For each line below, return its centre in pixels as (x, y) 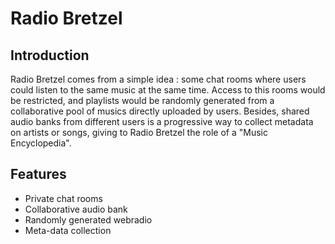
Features (38, 174)
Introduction (50, 55)
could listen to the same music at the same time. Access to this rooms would (168, 90)
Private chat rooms (63, 198)
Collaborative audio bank (76, 209)
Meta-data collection (68, 230)
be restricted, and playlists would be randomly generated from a (142, 100)
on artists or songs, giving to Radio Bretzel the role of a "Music (139, 132)
